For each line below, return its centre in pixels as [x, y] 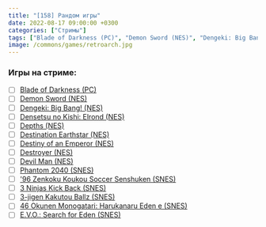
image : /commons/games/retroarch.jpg [70, 45]
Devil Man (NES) [46, 161]
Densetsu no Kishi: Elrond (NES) [72, 116]
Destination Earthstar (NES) [65, 134]
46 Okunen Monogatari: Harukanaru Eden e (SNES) [103, 206]
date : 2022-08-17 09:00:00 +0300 [63, 23]
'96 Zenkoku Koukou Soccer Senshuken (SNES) [98, 180]
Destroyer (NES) [46, 152]
